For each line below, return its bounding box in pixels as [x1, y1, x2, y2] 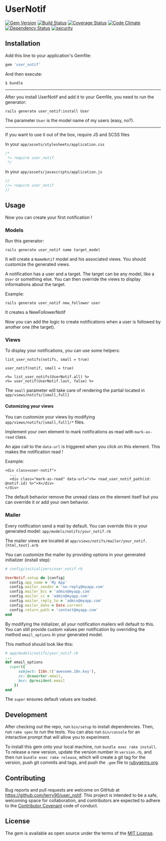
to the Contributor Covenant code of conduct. [5, 803, 98, 809]
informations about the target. [5, 281, 66, 287]
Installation [5, 40, 41, 48]
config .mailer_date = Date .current [9, 603, 83, 608]
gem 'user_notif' [5, 62, 41, 67]
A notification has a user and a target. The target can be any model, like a [5, 271, 155, 277]
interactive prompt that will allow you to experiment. [5, 734, 111, 740]
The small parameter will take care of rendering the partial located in [5, 387, 145, 393]
